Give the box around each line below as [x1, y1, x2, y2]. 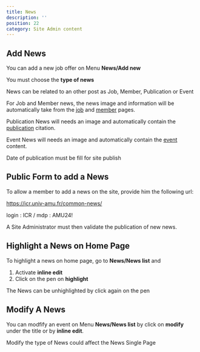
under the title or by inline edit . [6, 327, 84, 334]
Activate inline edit [15, 268, 63, 276]
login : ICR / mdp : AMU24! [6, 211, 73, 218]
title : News [6, 8, 36, 15]
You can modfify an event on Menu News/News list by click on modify [6, 320, 184, 328]
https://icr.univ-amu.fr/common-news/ [6, 200, 102, 207]
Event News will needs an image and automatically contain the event [6, 136, 178, 143]
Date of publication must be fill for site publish [6, 154, 121, 161]
